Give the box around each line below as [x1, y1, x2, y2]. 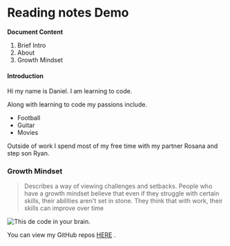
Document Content [7, 28, 64, 36]
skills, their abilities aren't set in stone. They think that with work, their [23, 197, 223, 205]
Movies [17, 129, 39, 137]
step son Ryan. [7, 149, 50, 158]
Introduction [7, 71, 44, 80]
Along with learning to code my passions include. [7, 100, 147, 108]
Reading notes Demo [7, 5, 129, 21]
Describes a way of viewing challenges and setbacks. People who [23, 182, 213, 191]
